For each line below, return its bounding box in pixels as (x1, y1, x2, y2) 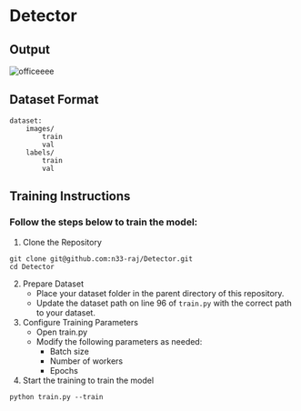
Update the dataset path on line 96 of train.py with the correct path (35, 297, 293, 308)
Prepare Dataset (22, 278, 85, 289)
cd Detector (9, 262, 55, 271)
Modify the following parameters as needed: (35, 336, 203, 346)
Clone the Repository (22, 236, 103, 247)
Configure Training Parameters (22, 316, 139, 327)
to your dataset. (35, 306, 95, 318)
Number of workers (49, 356, 124, 366)
